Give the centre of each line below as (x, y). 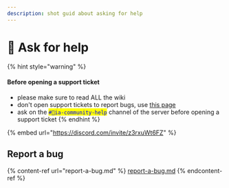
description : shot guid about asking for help (75, 13)
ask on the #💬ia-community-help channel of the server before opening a (118, 112)
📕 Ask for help (48, 47)
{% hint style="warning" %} (47, 67)
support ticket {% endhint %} (58, 119)
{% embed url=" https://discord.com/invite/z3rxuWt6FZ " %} (92, 132)
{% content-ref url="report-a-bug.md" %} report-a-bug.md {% (96, 171)
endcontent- (205, 171)
